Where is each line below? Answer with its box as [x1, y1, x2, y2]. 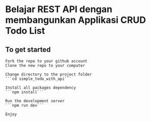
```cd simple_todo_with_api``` [5, 76, 72, 82]
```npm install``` [5, 90, 44, 95]
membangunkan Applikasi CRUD [5, 14, 146, 26]
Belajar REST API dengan [5, 4, 113, 15]
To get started [5, 45, 51, 54]
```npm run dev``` [5, 103, 44, 108]
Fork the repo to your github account [5, 59, 87, 64]
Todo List [5, 25, 45, 36]
